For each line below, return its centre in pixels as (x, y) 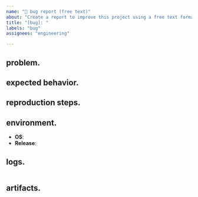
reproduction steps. (43, 103)
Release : (25, 143)
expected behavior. (42, 82)
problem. (23, 63)
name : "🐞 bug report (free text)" (49, 12)
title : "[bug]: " (27, 22)
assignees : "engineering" (38, 34)
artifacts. (24, 188)
